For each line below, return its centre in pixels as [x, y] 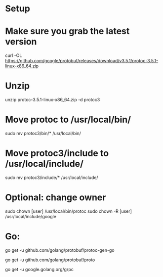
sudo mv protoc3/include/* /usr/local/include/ [52, 177]
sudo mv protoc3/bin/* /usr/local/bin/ [43, 133]
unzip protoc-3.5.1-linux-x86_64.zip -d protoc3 [53, 100]
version [21, 42]
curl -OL [14, 55]
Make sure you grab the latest [67, 31]
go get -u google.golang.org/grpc [40, 269]
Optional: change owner [56, 198]
